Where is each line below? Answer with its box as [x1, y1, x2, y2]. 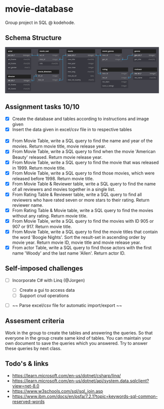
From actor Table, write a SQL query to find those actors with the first [12, 244, 152, 250]
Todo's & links [5, 360, 49, 368]
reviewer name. [12, 202, 44, 208]
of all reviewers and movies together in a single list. [12, 186, 116, 192]
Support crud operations [19, 292, 69, 299]
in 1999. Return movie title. [12, 165, 66, 171]
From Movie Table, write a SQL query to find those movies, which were [12, 170, 155, 176]
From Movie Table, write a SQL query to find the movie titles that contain [12, 229, 158, 235]
